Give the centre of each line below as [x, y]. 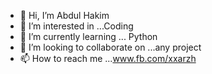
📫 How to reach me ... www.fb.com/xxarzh [108, 58]
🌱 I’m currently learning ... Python [88, 36]
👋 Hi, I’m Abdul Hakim [64, 15]
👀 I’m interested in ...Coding [76, 26]
